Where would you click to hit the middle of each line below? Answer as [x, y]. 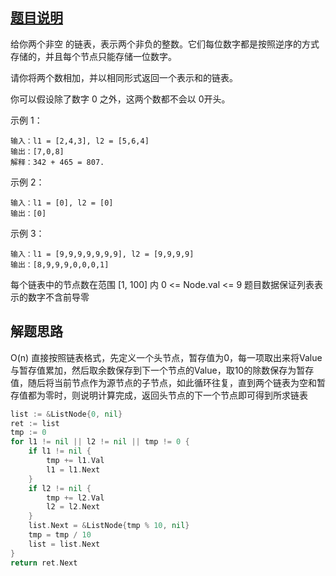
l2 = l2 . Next [73, 507]
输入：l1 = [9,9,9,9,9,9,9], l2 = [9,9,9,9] [102, 254]
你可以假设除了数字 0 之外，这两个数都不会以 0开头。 [120, 99]
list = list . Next [64, 544]
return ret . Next [44, 563]
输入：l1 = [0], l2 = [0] [62, 203]
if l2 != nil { [60, 488]
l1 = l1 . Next [73, 469]
